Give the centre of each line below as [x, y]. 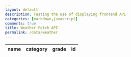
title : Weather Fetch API [31, 28]
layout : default [22, 10]
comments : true [21, 23]
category [37, 49]
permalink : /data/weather [31, 32]
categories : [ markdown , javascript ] [41, 19]
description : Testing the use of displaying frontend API [65, 14]
